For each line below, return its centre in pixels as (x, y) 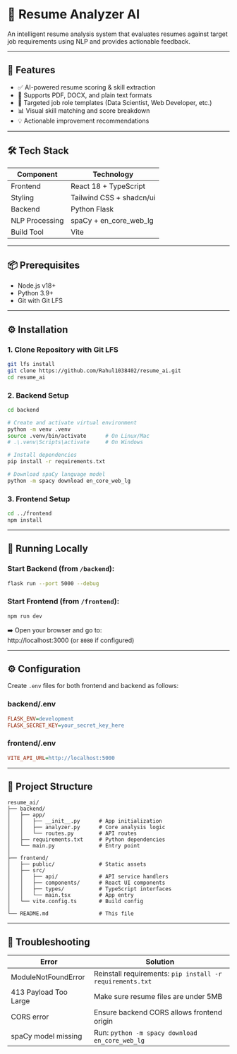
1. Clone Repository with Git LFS (63, 350)
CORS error (30, 1017)
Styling (22, 197)
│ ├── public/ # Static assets (77, 864)
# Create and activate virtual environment (72, 422)
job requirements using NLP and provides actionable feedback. (99, 41)
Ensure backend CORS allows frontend (158, 1012)
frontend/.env (32, 743)
